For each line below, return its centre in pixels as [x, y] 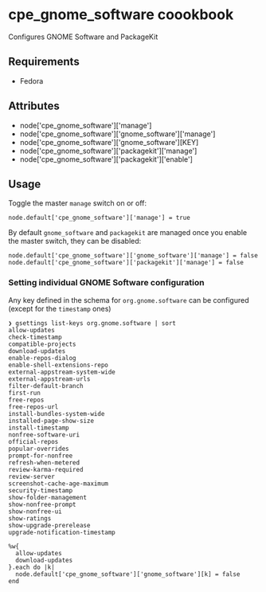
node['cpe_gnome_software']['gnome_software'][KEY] [109, 142]
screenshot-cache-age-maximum [59, 484]
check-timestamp [35, 337]
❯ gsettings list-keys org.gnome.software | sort [92, 323]
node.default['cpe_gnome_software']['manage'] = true [100, 218]
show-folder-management [48, 497]
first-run [25, 393]
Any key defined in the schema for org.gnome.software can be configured [129, 300]
